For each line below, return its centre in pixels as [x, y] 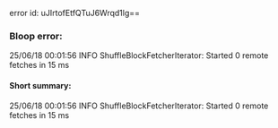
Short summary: [40, 85]
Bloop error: [36, 36]
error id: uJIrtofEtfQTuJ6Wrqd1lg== [75, 13]
